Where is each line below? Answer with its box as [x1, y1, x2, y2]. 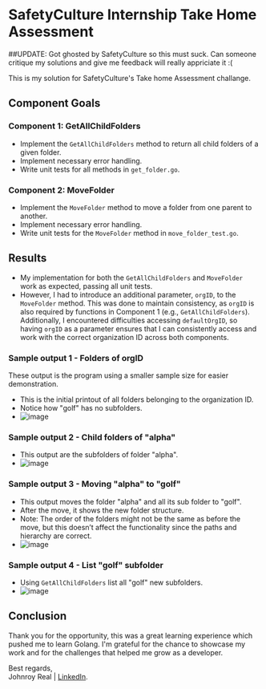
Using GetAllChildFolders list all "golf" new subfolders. [19, 578, 203, 587]
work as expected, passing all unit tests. [19, 281, 153, 290]
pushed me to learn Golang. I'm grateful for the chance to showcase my [8, 639, 246, 649]
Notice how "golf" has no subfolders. [19, 403, 143, 413]
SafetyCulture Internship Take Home [8, 6, 257, 24]
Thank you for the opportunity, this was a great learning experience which [8, 630, 253, 640]
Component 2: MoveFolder [8, 184, 115, 196]
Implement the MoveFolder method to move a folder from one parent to [19, 202, 252, 212]
